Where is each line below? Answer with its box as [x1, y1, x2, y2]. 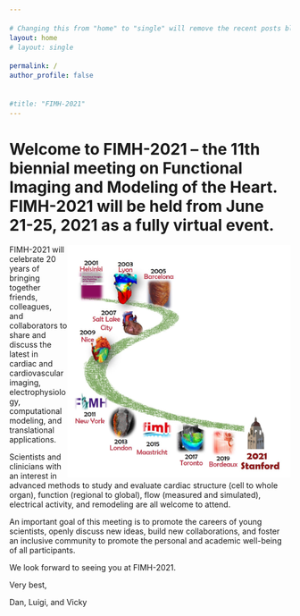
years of [9, 264, 40, 274]
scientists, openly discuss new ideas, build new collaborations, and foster [9, 526, 280, 536]
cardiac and [9, 359, 54, 369]
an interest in [9, 470, 58, 482]
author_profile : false [9, 72, 94, 80]
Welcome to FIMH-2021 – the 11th [9, 139, 261, 159]
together [9, 283, 41, 293]
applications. [9, 435, 56, 445]
